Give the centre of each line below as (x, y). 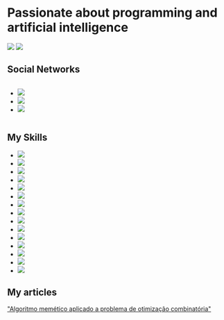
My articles (32, 292)
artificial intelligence (68, 27)
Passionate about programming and (112, 13)
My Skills (27, 138)
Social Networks (44, 70)
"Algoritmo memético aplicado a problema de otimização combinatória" (109, 309)
